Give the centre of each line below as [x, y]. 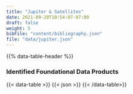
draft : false [22, 23]
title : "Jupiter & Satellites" [45, 12]
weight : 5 [18, 28]
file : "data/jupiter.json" [40, 39]
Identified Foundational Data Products [62, 71]
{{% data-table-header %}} [40, 56]
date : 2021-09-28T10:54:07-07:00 [48, 17]
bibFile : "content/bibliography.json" [54, 34]
